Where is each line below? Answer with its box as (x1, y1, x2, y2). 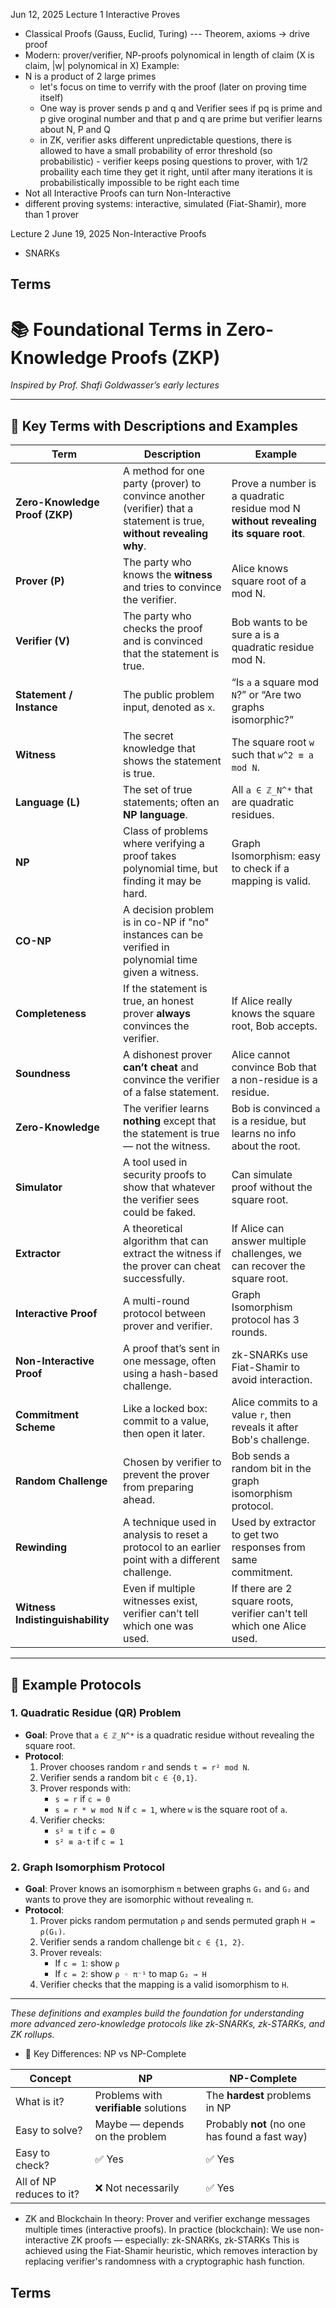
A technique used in (123, 1515, 217, 1529)
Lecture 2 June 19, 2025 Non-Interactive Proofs (10, 228, 207, 239)
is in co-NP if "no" (123, 915, 210, 929)
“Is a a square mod (231, 675, 320, 689)
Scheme (15, 1420, 56, 1434)
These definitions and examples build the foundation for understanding (10, 2007, 305, 2019)
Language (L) (15, 795, 81, 809)
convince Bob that (231, 1060, 317, 1074)
